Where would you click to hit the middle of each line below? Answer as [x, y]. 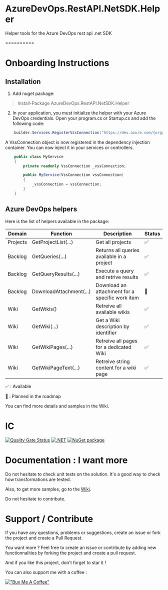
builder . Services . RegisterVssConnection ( [58, 132]
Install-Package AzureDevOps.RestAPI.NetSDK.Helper [73, 103]
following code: [28, 123]
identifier [106, 332]
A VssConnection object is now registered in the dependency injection [77, 142]
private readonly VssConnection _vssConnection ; [75, 166]
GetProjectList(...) [52, 242]
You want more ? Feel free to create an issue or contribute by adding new [81, 547]
